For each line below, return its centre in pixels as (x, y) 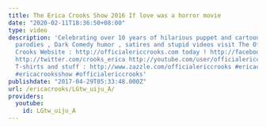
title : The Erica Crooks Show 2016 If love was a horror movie (115, 15)
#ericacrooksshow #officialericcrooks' (81, 74)
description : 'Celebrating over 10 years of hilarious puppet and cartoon (134, 37)
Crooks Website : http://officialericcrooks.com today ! (111, 52)
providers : (26, 96)
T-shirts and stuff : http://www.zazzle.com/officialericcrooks (123, 67)
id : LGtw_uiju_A (49, 111)
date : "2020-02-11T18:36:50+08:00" (67, 23)
